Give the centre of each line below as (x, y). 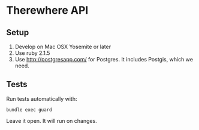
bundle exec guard (29, 110)
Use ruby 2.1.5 (32, 53)
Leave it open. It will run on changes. (52, 120)
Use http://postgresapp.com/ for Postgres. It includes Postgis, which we (104, 59)
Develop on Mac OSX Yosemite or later (63, 47)
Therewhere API (47, 10)
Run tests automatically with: (42, 98)
